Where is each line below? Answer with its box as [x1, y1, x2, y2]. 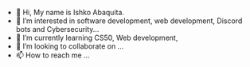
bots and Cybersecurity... [15, 25, 100, 33]
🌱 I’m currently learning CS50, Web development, [15, 33, 178, 42]
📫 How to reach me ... [15, 50, 90, 60]
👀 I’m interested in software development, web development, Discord [15, 16, 243, 26]
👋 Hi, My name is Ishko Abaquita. [15, 8, 125, 17]
